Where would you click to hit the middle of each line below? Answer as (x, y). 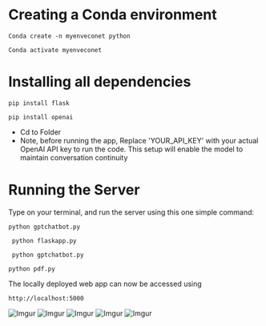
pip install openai (41, 117)
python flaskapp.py (44, 241)
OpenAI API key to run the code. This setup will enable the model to (131, 149)
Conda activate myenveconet (55, 50)
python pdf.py (32, 269)
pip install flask (39, 103)
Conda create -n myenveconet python (69, 36)
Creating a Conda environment (113, 15)
